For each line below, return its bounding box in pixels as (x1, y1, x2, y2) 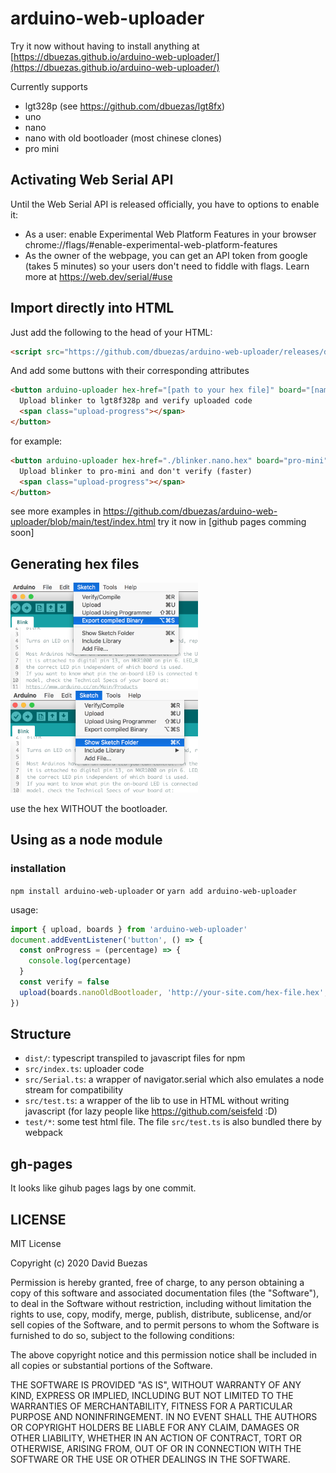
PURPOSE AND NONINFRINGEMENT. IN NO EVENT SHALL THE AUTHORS (10, 1411, 318, 1423)
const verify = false (19, 977, 110, 987)
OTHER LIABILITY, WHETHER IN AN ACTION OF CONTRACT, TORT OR (10, 1432, 302, 1444)
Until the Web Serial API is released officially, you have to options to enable (10, 198, 320, 210)
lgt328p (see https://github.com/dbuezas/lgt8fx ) (24, 100, 225, 112)
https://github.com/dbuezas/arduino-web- (103, 505, 278, 517)
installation (10, 862, 67, 876)
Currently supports (10, 80, 88, 92)
